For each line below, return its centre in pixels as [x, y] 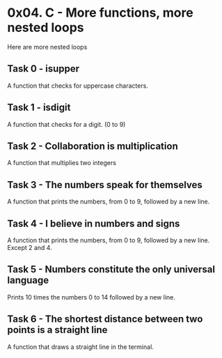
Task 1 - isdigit [39, 108]
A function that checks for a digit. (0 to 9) [66, 124]
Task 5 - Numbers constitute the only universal [111, 270]
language [28, 280]
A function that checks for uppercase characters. [78, 86]
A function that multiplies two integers [62, 163]
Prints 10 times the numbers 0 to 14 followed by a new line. [91, 297]
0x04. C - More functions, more [100, 13]
